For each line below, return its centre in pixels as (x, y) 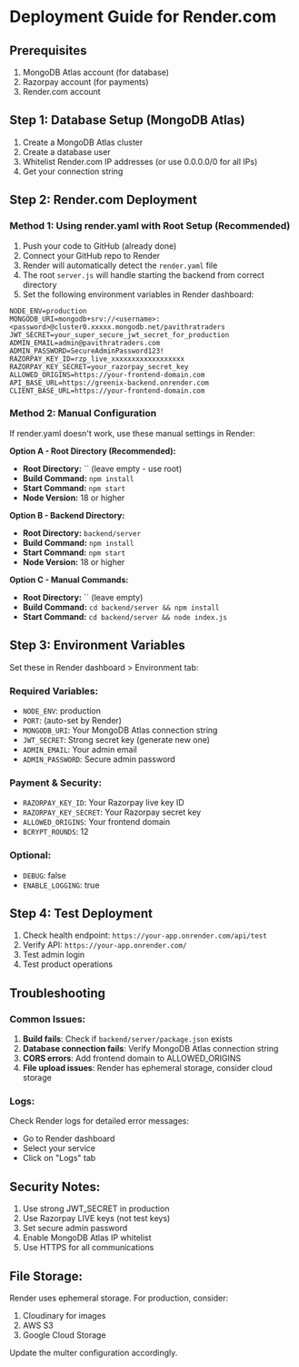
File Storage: (46, 1276)
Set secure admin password (75, 1228)
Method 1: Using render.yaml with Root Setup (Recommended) (150, 226)
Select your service (59, 1148)
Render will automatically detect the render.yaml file (120, 265)
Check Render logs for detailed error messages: (99, 1121)
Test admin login (54, 955)
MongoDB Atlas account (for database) (96, 72)
